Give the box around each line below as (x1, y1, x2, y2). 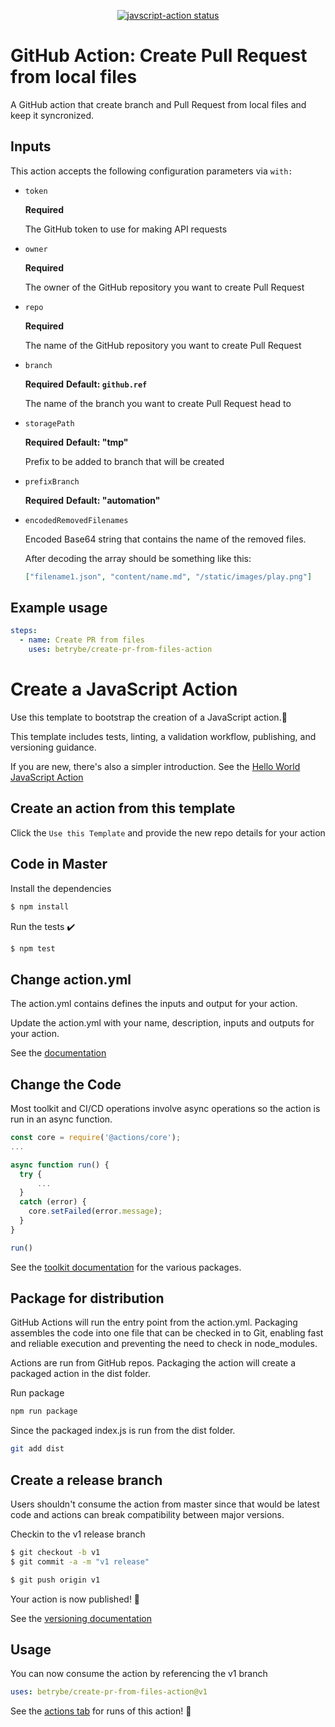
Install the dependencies (10, 882, 112, 894)
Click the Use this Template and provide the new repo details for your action (10, 826, 326, 839)
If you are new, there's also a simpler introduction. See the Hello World (10, 761, 301, 772)
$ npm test (10, 943, 56, 954)
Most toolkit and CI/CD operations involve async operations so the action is (10, 1103, 321, 1114)
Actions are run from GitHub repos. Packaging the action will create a (10, 1357, 297, 1369)
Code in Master (10, 856, 108, 873)
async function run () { (10, 1160, 110, 1170)
